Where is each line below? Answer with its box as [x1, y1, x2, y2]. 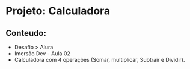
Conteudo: [5, 28, 46, 38]
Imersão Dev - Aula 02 [14, 50, 70, 57]
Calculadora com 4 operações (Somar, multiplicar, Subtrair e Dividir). [14, 57, 185, 63]
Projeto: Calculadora [5, 4, 111, 18]
